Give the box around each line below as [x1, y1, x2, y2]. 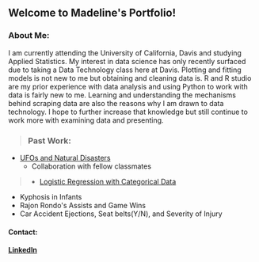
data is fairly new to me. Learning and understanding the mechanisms [8, 90, 236, 100]
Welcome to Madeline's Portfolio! [8, 6, 177, 20]
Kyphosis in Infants [19, 192, 82, 201]
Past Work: [27, 135, 71, 146]
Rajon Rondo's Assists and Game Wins [19, 200, 147, 210]
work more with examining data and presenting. [8, 115, 164, 125]
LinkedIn [8, 245, 38, 255]
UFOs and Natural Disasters [19, 153, 111, 162]
